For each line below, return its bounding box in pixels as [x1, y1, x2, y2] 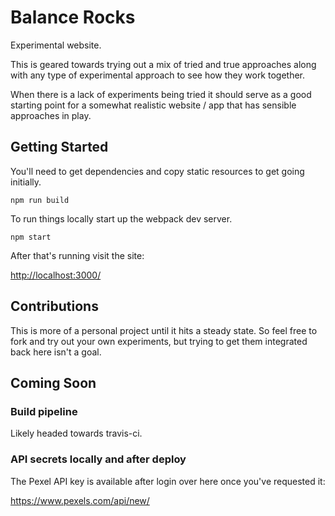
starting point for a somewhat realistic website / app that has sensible [10, 99, 297, 111]
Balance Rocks [10, 6, 136, 29]
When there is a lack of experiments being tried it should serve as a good [10, 88, 312, 100]
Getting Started [10, 139, 109, 156]
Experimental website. [10, 39, 102, 51]
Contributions [10, 298, 99, 315]
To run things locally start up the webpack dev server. [10, 212, 233, 225]
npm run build [10, 195, 70, 205]
